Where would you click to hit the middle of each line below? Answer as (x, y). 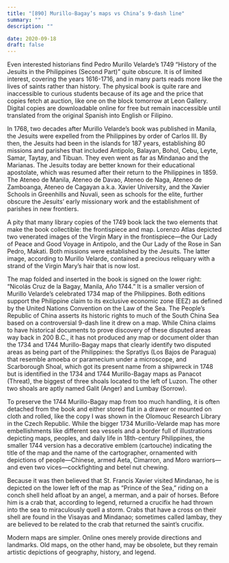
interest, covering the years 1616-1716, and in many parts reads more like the (115, 79)
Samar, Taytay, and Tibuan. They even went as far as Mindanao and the (108, 158)
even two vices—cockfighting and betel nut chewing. (94, 468)
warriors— (206, 460)
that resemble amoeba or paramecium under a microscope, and (97, 359)
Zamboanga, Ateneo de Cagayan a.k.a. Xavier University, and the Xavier (108, 187)
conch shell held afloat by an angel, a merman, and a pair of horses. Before (113, 495)
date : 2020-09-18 (32, 38)
